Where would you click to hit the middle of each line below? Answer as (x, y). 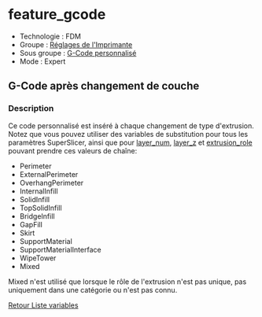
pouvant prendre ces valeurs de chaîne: (73, 150)
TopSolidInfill (41, 208)
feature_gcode (57, 15)
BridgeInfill (37, 216)
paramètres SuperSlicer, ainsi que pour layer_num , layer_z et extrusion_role (131, 142)
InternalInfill (39, 191)
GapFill (31, 224)
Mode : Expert (42, 61)
